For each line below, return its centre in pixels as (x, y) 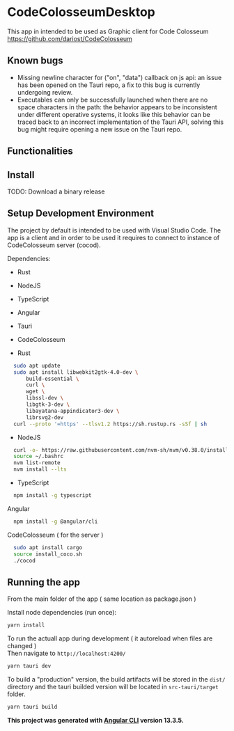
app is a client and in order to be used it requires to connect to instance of (114, 237)
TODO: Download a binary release (56, 191)
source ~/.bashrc (39, 457)
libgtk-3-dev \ (48, 404)
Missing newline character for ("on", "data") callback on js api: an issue (119, 77)
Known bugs (36, 61)
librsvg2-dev (45, 417)
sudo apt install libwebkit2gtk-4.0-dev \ (76, 372)
